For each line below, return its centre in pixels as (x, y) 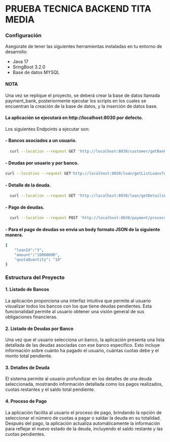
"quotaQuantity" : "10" (38, 260)
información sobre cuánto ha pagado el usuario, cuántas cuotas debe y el (82, 351)
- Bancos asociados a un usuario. (41, 140)
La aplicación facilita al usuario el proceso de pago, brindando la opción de (83, 412)
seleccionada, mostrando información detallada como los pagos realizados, (84, 384)
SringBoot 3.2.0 (29, 67)
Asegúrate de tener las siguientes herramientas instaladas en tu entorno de (84, 47)
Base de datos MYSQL (36, 72)
